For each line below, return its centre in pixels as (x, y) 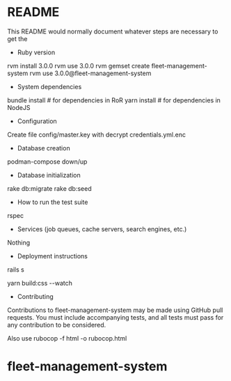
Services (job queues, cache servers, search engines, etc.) (102, 229)
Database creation (44, 148)
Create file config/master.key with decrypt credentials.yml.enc (97, 134)
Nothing (19, 242)
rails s (16, 270)
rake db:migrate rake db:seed (49, 188)
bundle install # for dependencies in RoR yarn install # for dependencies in (114, 100)
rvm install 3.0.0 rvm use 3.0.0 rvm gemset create (79, 65)
